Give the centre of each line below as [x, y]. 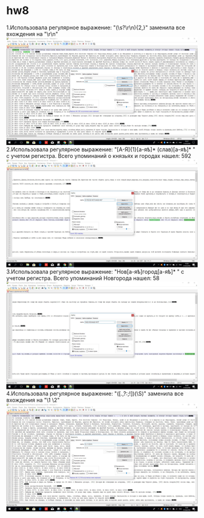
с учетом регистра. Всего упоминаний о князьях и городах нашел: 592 [99, 156]
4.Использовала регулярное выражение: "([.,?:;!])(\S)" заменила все [95, 394]
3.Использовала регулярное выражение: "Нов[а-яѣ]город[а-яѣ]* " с [95, 271]
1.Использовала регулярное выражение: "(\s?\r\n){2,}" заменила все [96, 27]
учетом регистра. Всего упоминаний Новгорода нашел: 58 [83, 278]
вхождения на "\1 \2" [33, 400]
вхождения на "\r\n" [32, 34]
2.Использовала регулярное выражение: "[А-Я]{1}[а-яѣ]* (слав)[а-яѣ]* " [101, 149]
